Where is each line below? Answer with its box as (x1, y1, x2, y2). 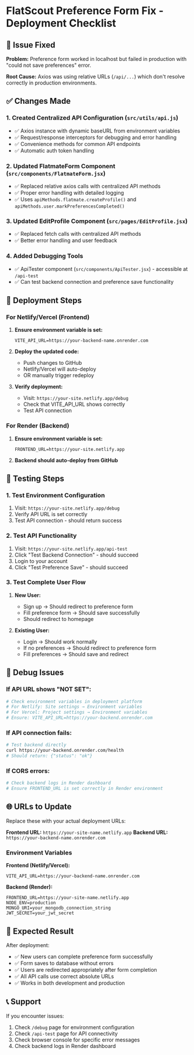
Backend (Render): (6, 884, 53, 891)
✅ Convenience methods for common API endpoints (14, 140, 141, 147)
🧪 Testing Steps (6, 473, 64, 483)
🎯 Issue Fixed (6, 40, 56, 50)
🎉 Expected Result (6, 926, 74, 936)
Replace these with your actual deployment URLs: (6, 817, 126, 825)
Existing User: (14, 626, 50, 634)
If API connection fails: (6, 728, 72, 737)
